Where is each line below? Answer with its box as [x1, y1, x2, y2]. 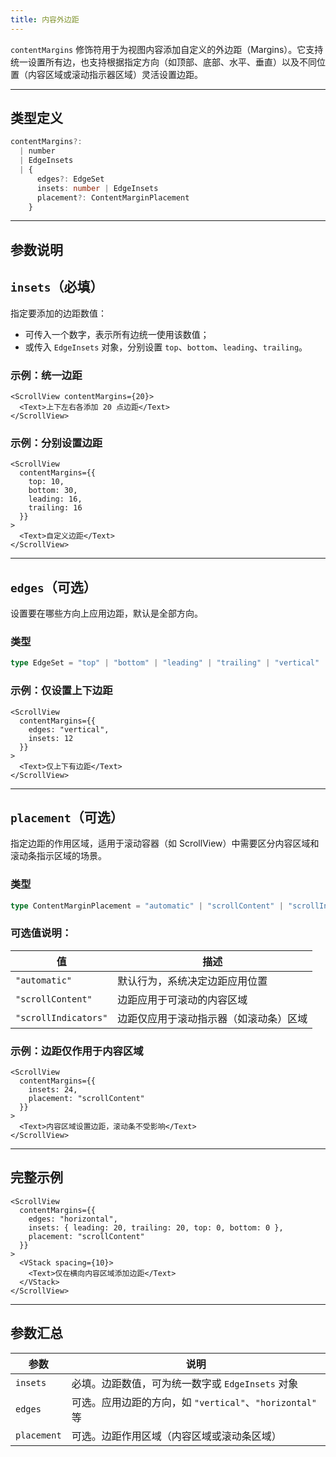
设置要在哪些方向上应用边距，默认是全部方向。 [10, 607, 203, 620]
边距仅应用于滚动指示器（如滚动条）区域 [117, 1011, 308, 1025]
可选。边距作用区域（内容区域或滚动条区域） [71, 1429, 282, 1443]
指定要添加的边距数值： [10, 307, 107, 319]
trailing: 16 [28, 503, 83, 513]
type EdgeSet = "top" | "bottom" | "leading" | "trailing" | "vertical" [10, 658, 320, 668]
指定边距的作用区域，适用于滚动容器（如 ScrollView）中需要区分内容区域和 [10, 837, 320, 850]
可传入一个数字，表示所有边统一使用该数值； [24, 328, 210, 340]
